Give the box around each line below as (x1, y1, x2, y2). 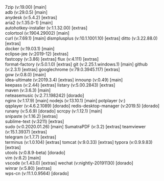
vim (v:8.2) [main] (5, 155, 41, 160)
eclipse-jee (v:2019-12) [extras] (5, 51, 69, 57)
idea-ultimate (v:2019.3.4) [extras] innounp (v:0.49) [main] (5, 77, 123, 83)
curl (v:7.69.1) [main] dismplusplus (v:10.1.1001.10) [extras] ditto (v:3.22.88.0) (5, 35, 158, 41)
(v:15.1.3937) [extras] (5, 129, 47, 135)
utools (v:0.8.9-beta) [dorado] (5, 150, 66, 156)
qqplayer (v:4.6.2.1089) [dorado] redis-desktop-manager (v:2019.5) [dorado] (5, 103, 160, 109)
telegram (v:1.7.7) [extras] (5, 134, 56, 140)
